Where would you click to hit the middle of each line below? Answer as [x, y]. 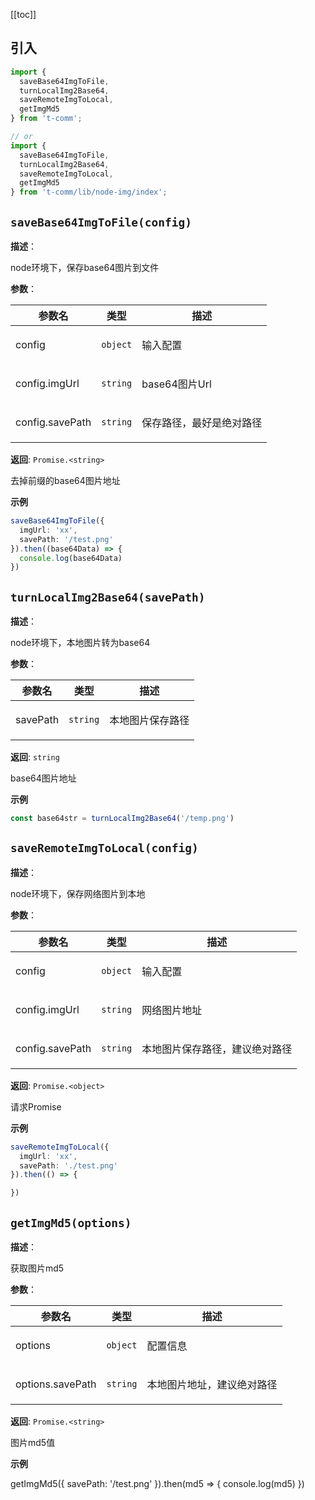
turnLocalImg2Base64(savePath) [108, 597]
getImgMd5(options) [71, 1222]
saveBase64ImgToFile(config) [101, 222]
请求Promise [36, 1106]
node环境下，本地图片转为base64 [80, 643]
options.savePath [56, 1384]
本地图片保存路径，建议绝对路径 [217, 1049]
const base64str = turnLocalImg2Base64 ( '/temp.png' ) [122, 819]
